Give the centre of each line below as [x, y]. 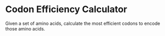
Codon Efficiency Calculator [66, 9]
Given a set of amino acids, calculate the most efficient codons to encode [83, 23]
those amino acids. [25, 28]
